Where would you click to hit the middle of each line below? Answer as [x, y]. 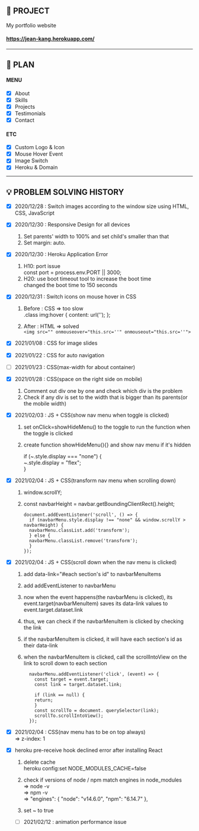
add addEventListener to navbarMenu [70, 586]
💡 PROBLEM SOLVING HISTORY [65, 192]
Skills [21, 100]
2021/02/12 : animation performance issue [75, 822]
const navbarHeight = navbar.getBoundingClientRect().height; [99, 503]
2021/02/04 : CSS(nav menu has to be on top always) [80, 732]
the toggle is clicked [48, 433]
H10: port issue [42, 266]
